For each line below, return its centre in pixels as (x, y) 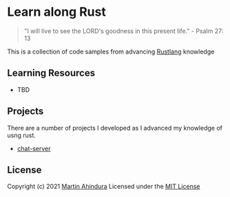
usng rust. (22, 135)
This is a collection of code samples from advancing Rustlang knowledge (111, 51)
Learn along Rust (57, 12)
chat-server (34, 148)
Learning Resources (51, 73)
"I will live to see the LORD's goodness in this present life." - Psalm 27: (124, 31)
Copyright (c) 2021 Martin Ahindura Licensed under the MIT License (104, 187)
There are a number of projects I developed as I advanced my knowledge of (115, 128)
